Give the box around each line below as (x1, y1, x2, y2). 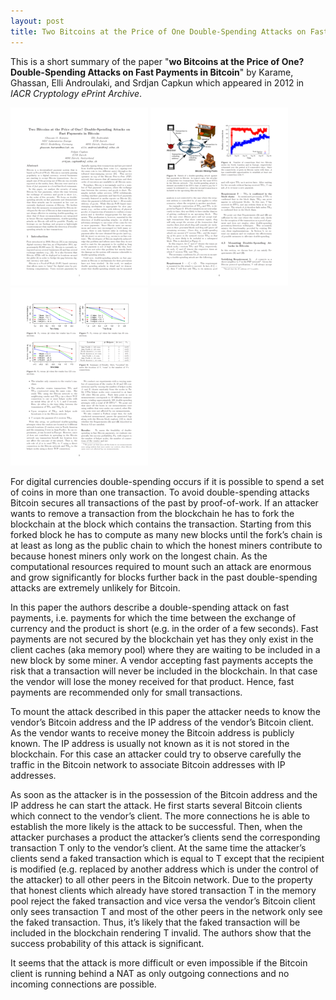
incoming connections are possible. (10, 978, 157, 990)
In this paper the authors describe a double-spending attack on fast (10, 601, 290, 613)
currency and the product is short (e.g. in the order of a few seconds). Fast (10, 622, 319, 634)
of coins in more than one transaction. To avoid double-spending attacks (10, 486, 310, 498)
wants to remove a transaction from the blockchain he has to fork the (10, 507, 295, 519)
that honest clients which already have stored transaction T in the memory (10, 884, 317, 896)
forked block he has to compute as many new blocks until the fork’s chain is (10, 528, 323, 540)
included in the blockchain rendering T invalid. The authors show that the (10, 926, 312, 939)
